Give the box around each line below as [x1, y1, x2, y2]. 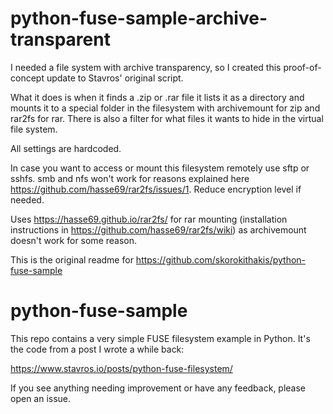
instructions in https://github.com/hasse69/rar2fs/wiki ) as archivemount [10, 223, 307, 236]
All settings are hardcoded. [10, 142, 122, 154]
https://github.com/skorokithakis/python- [135, 253, 307, 266]
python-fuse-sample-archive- [10, 7, 268, 30]
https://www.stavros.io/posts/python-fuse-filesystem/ [10, 362, 233, 374]
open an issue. [10, 392, 72, 404]
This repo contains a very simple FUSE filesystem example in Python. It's [10, 332, 311, 344]
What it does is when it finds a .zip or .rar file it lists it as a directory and [10, 91, 305, 103]
